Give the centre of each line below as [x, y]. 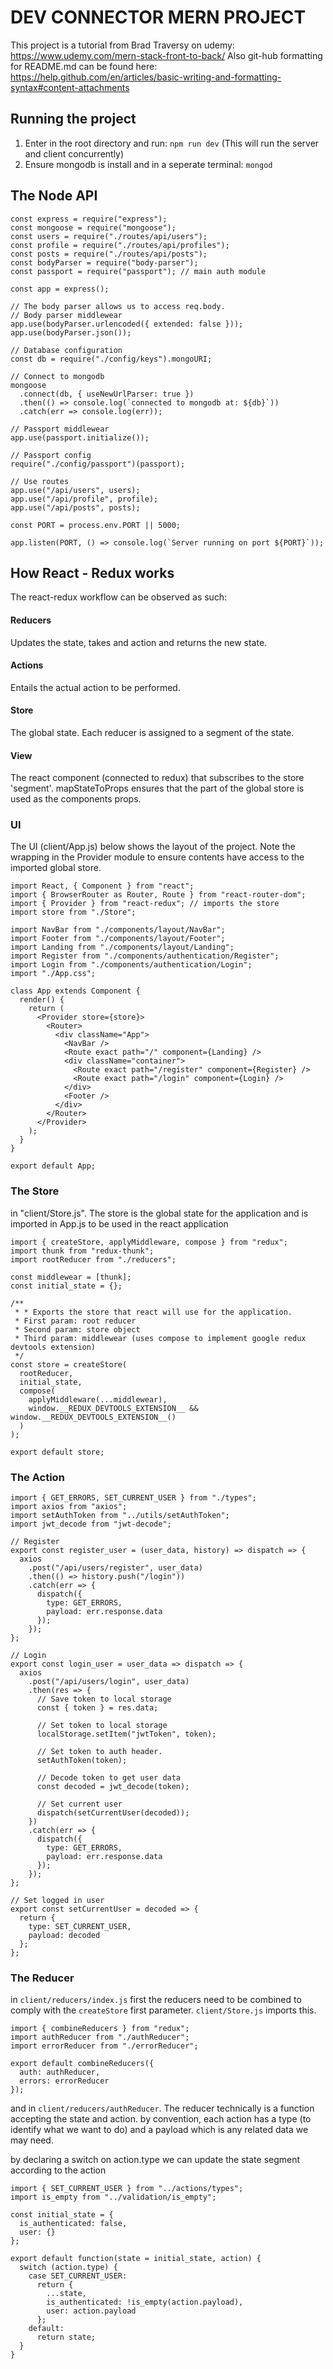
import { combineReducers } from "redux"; [100, 2029]
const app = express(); [60, 289]
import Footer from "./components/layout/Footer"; [118, 939]
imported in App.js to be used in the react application [119, 1223]
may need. [32, 2140]
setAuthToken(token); [82, 1761]
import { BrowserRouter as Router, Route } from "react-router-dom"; [158, 895]
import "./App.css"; [53, 974]
